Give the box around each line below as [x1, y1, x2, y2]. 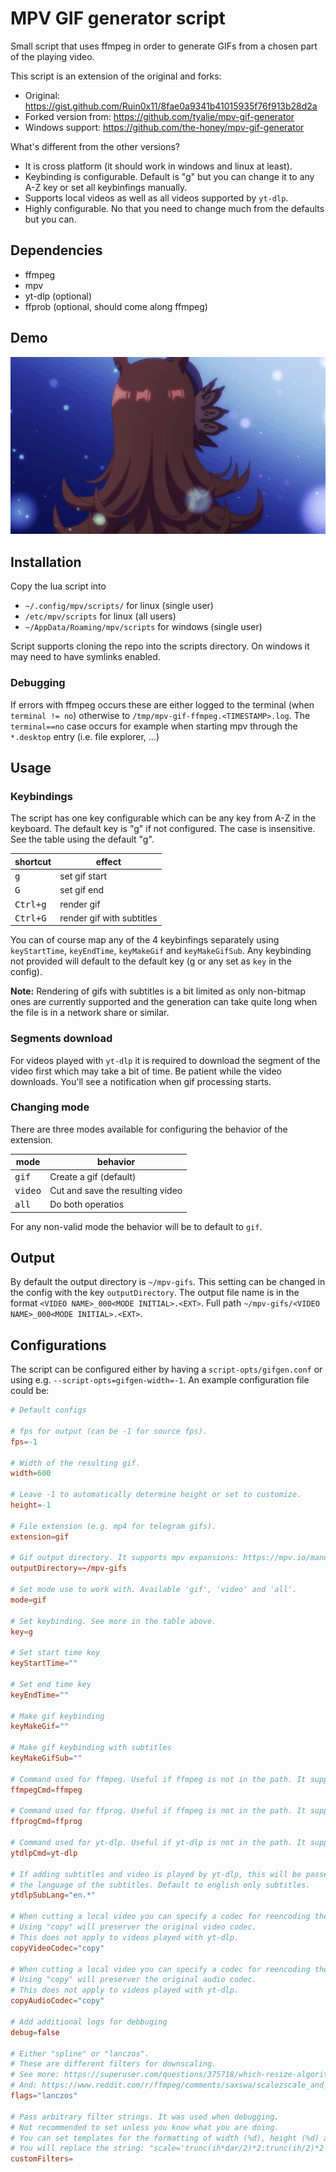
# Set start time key [10, 1648, 101, 1658]
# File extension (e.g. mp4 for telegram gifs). [10, 1521, 217, 1531]
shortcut [14, 855, 52, 867]
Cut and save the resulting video [49, 1184, 183, 1196]
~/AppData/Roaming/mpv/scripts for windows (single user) [24, 621, 263, 633]
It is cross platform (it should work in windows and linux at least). [24, 160, 293, 172]
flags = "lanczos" [10, 2091, 78, 2101]
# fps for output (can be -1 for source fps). [10, 1426, 208, 1436]
